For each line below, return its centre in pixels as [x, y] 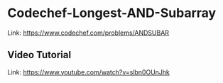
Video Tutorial [39, 55]
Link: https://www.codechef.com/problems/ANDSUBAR [88, 33]
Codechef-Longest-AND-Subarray [112, 13]
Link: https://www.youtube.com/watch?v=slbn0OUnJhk [89, 72]
